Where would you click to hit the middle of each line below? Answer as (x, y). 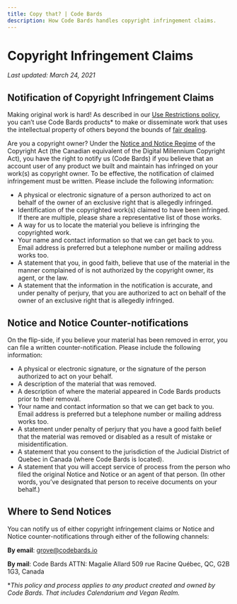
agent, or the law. (43, 278)
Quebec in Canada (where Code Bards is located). (91, 459)
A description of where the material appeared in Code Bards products (119, 392)
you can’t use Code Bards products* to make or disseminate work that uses (117, 122)
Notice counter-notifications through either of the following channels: (108, 536)
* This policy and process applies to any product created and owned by (111, 585)
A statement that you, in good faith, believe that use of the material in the (124, 263)
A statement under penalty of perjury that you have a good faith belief (120, 429)
